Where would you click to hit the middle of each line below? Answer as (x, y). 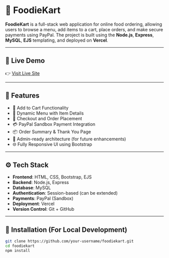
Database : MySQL (32, 188)
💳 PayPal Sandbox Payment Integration (54, 124)
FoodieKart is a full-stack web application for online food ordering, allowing (84, 24)
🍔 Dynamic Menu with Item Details (48, 113)
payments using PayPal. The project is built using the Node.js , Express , (80, 35)
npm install (18, 250)
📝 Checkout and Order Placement (47, 118)
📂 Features (22, 96)
